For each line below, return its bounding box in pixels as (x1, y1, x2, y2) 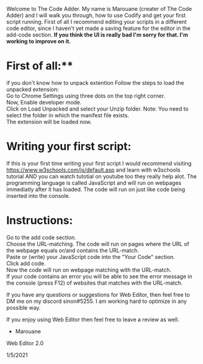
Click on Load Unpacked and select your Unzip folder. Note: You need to (6, 105, 189, 112)
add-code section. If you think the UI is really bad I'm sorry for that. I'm (6, 31, 188, 38)
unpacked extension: (6, 86, 59, 93)
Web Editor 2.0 (6, 339, 44, 347)
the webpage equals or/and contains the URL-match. (6, 247, 139, 254)
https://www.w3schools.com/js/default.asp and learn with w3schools (6, 166, 181, 173)
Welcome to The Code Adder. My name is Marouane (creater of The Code (6, 5, 192, 12)
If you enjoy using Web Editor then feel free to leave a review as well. (6, 316, 180, 323)
